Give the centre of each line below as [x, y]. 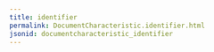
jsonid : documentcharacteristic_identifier [91, 33]
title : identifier [43, 17]
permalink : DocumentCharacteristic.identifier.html [107, 26]
